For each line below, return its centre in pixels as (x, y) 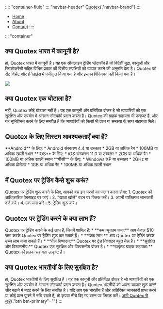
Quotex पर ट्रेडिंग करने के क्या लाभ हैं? (51, 219)
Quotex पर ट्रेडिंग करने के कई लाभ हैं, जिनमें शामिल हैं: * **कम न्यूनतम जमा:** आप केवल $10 (80, 230)
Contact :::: (23, 27)
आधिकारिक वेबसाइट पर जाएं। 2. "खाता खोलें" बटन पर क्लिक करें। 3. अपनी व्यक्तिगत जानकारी (79, 197)
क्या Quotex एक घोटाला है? (38, 99)
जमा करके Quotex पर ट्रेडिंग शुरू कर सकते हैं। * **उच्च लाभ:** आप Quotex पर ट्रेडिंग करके (80, 236)
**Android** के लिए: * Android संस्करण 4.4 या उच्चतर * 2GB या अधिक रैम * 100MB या (81, 148)
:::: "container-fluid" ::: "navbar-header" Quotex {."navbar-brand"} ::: (73, 7)
